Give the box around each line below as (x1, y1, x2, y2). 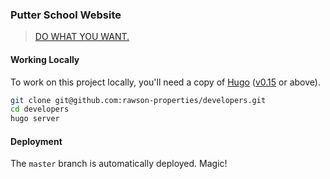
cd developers (10, 104, 70, 115)
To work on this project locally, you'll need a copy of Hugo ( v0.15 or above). (10, 76, 321, 88)
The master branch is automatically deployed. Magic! (10, 158, 228, 170)
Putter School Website (10, 8, 122, 22)
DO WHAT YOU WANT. (34, 31, 130, 43)
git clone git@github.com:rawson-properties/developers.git (10, 95, 267, 105)
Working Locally (10, 53, 80, 65)
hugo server (10, 114, 60, 124)
